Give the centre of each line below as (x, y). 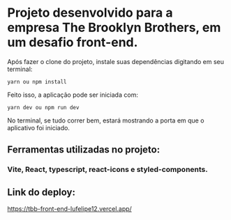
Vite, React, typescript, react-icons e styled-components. (107, 170)
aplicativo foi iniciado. (38, 127)
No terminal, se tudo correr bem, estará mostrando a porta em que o (106, 120)
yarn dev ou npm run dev (43, 107)
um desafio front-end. (73, 42)
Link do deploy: (41, 192)
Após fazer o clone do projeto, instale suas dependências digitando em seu (116, 61)
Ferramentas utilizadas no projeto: (84, 150)
